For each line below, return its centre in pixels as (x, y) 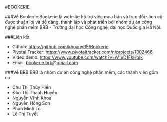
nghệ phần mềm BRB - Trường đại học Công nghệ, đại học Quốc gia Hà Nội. (83, 27)
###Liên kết (17, 37)
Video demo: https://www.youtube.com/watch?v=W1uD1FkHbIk (78, 57)
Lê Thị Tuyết (25, 114)
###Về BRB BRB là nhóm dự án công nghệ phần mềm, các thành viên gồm (82, 72)
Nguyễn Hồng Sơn (31, 103)
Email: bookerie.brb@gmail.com (45, 63)
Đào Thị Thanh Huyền (35, 93)
